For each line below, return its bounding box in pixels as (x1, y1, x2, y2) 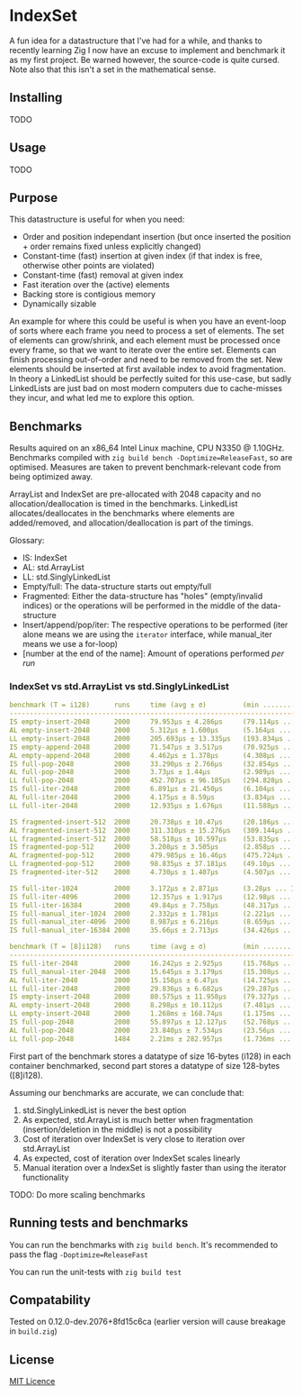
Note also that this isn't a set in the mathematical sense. (9, 64, 217, 75)
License (9, 1352, 55, 1367)
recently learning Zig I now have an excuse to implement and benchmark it (9, 44, 286, 55)
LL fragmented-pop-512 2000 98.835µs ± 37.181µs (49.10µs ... (9, 860, 292, 869)
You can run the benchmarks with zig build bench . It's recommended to (9, 1239, 279, 1250)
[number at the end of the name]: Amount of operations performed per (22, 648, 285, 659)
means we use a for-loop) (22, 639, 119, 650)
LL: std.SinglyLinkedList (22, 571, 111, 582)
